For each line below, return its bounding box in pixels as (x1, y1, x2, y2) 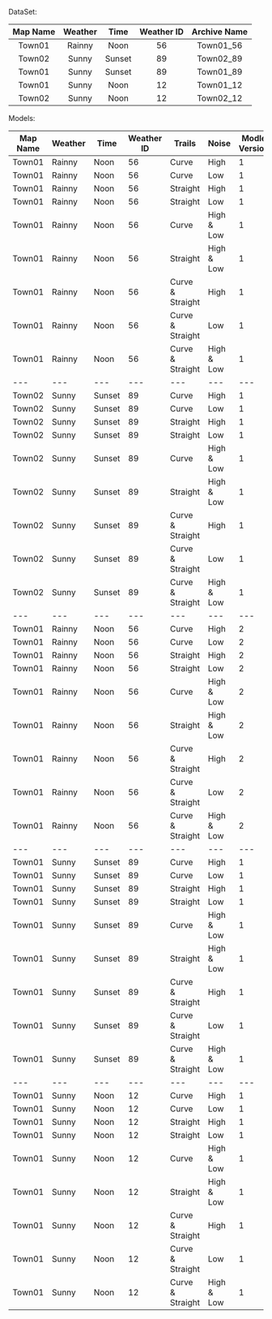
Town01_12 (197, 80, 243, 90)
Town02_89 (197, 53, 243, 64)
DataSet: (8, 7, 38, 16)
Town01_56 (197, 40, 243, 51)
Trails (173, 138, 197, 149)
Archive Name (191, 26, 249, 37)
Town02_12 (197, 93, 243, 104)
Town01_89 (197, 67, 243, 77)
